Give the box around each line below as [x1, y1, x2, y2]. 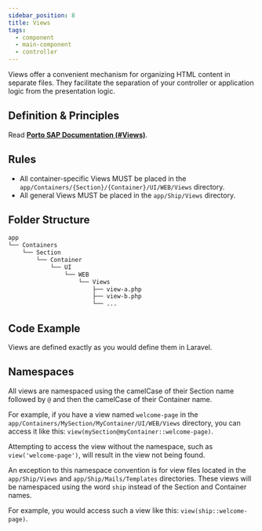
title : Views [8, 19, 51, 27]
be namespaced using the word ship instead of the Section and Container [8, 481, 247, 492]
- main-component [15, 41, 72, 49]
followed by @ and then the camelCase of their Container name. [8, 394, 213, 404]
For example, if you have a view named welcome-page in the [8, 410, 198, 419]
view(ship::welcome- [180, 507, 248, 515]
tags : [8, 26, 26, 34]
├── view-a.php [92, 285, 143, 293]
